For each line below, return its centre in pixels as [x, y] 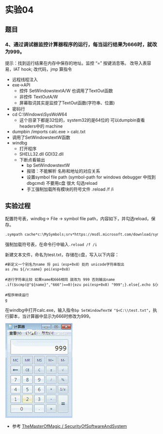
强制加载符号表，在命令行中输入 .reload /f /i [51, 244]
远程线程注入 [25, 79]
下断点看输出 [32, 160]
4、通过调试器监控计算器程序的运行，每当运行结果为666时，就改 [81, 44]
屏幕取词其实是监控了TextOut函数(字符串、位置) [67, 103]
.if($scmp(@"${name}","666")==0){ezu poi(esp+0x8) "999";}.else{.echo [78, 285]
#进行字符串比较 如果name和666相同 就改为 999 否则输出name [60, 280]
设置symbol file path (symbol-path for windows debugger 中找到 [91, 177]
